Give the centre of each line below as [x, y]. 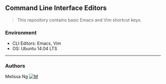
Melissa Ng [17, 77]
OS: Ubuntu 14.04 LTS [35, 49]
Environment [21, 32]
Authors [15, 66]
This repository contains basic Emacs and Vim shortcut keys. [79, 20]
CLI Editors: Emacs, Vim [37, 43]
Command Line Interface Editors [56, 8]
